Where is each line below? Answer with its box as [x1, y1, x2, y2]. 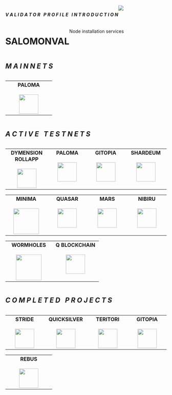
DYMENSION [11, 149, 42, 156]
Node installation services [69, 28, 124, 34]
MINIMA [16, 195, 37, 202]
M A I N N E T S [5, 61, 53, 70]
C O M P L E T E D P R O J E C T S [5, 296, 113, 305]
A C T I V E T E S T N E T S [5, 130, 91, 138]
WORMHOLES [11, 241, 46, 248]
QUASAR [56, 195, 78, 202]
